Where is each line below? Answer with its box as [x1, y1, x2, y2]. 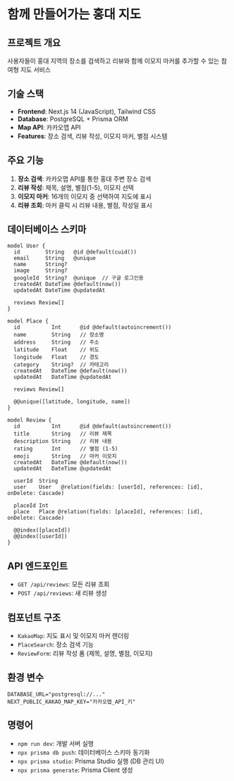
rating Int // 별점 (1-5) [13, 445, 118, 453]
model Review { [7, 417, 52, 424]
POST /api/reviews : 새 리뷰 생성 [17, 589, 107, 597]
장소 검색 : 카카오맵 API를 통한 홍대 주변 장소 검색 [17, 174, 152, 183]
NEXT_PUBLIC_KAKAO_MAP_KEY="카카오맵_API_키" [7, 698, 136, 705]
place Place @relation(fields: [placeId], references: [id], [13, 508, 203, 516]
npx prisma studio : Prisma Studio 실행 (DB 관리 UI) [17, 756, 164, 765]
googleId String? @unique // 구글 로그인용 [13, 275, 144, 282]
